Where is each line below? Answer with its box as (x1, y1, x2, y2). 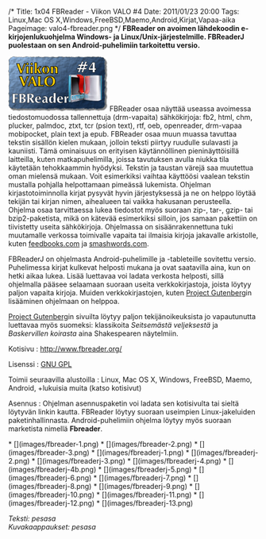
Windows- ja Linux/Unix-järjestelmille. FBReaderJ (76, 32, 245, 41)
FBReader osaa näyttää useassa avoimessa (109, 104, 252, 114)
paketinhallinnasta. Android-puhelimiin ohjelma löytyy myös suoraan (8, 416, 232, 425)
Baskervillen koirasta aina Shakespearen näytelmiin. (8, 329, 179, 338)
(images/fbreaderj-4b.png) (8, 464, 97, 474)
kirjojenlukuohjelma (8, 32, 75, 41)
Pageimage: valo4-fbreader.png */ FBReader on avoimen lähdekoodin (8, 24, 240, 33)
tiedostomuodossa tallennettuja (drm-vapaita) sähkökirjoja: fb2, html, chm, (8, 113, 253, 121)
